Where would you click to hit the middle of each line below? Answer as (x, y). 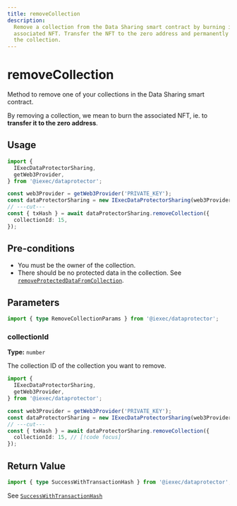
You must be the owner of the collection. (77, 266)
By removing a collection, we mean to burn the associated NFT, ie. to (108, 116)
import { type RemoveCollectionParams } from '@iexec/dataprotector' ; (113, 319)
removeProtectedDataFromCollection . (71, 280)
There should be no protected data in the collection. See (99, 273)
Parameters (34, 303)
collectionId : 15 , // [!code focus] (67, 438)
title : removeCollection (44, 14)
